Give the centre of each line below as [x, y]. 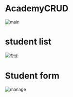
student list [28, 42]
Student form [32, 76]
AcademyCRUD [37, 9]
